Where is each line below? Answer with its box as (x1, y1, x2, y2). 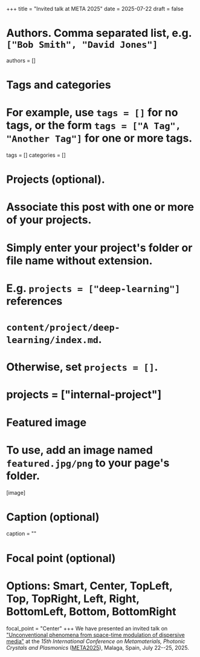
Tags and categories (6, 78, 111, 92)
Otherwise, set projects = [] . (6, 360, 158, 374)
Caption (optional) (6, 510, 100, 524)
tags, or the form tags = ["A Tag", (6, 119, 181, 132)
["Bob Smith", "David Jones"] (6, 39, 158, 51)
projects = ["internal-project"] (6, 388, 162, 402)
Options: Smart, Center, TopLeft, (6, 579, 173, 592)
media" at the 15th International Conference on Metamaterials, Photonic (6, 638, 185, 645)
